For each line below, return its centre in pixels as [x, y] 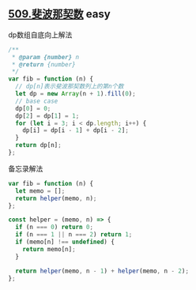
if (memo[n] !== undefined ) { [65, 242]
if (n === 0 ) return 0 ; [54, 228]
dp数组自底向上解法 [40, 35]
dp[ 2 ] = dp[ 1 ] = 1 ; [47, 116]
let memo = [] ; [40, 191]
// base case [37, 101]
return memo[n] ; [49, 249]
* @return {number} [44, 64]
